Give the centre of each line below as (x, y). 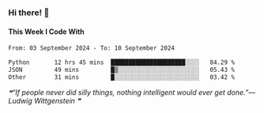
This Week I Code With (46, 32)
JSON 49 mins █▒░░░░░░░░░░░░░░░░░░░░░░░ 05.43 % (122, 70)
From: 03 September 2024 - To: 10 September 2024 (92, 48)
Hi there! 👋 (29, 13)
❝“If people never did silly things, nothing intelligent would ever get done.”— (132, 92)
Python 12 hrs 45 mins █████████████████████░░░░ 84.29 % (122, 62)
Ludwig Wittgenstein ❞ (45, 100)
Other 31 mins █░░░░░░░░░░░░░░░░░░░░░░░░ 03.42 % (122, 77)
